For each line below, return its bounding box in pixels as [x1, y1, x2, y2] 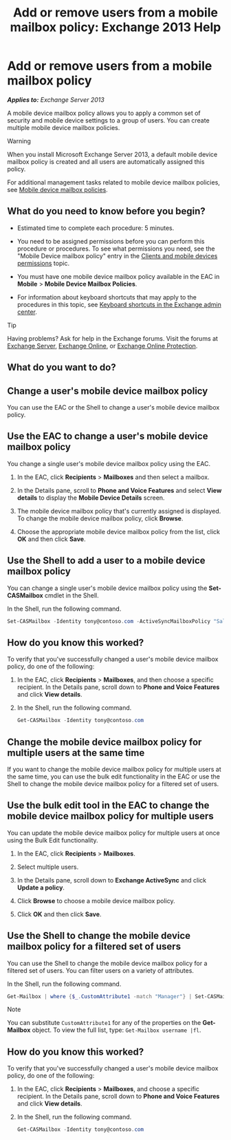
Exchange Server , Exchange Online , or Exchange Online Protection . [7, 341, 198, 350]
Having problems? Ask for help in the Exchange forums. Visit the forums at [7, 334, 219, 342]
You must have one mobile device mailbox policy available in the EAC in [16, 272, 220, 280]
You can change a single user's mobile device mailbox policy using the [7, 584, 208, 592]
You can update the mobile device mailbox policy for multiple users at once [7, 828, 220, 837]
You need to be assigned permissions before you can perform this [16, 237, 205, 245]
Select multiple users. [16, 863, 79, 871]
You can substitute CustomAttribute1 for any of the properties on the [7, 1019, 201, 1027]
